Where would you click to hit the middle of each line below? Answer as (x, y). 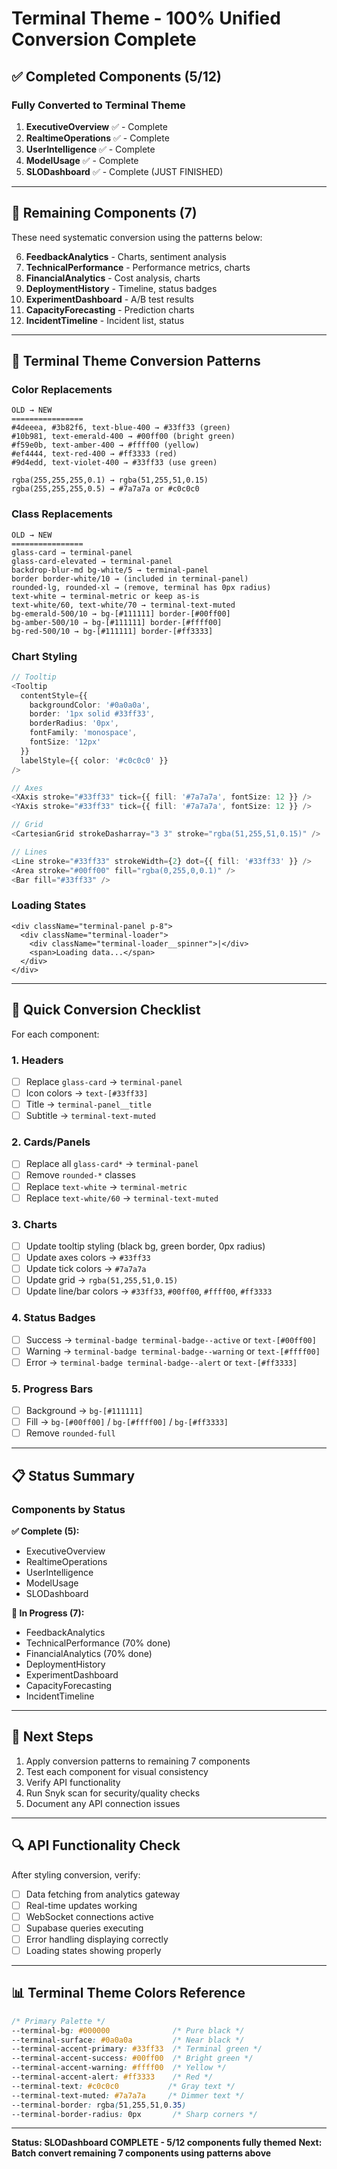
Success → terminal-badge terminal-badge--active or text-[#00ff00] (171, 1339)
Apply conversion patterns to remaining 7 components (138, 1761)
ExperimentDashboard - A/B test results (109, 299)
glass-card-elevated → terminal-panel (92, 561)
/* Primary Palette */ (58, 2021)
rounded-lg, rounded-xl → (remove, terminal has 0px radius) (141, 587)
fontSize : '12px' (65, 742)
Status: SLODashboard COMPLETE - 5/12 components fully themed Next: (167, 2143)
